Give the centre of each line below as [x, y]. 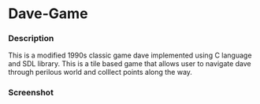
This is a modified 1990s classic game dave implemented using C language [130, 55]
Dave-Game [48, 14]
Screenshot [31, 93]
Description [31, 39]
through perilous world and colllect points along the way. [100, 72]
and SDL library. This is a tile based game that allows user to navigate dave [130, 64]
